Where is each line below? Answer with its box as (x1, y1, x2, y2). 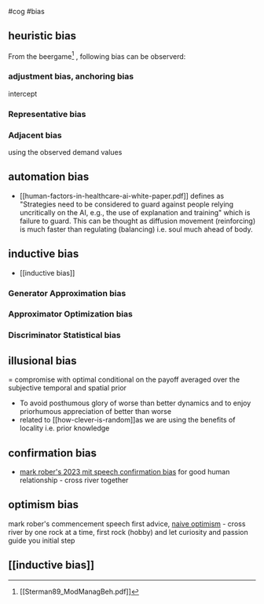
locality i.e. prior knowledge (19, 423, 110, 433)
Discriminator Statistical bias (8, 330, 121, 341)
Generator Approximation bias (8, 287, 126, 298)
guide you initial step (8, 536, 75, 545)
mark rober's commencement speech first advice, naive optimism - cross (8, 518, 246, 529)
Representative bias (8, 108, 86, 119)
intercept (8, 89, 38, 98)
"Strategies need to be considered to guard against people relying (19, 200, 234, 209)
